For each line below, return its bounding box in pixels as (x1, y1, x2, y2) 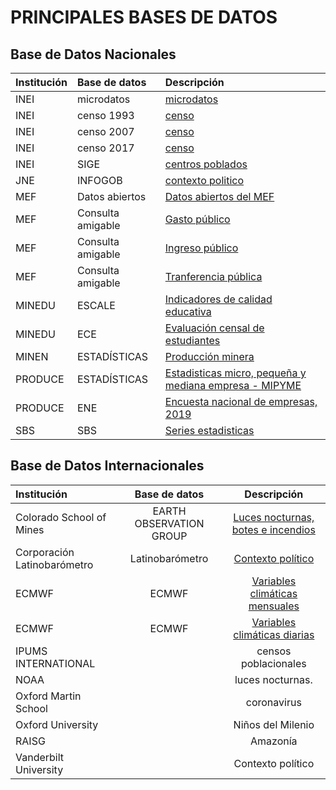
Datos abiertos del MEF (164, 190, 275, 203)
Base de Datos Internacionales (10, 457, 205, 475)
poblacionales (240, 656, 307, 670)
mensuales (248, 599, 300, 613)
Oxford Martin (15, 689, 82, 703)
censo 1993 (76, 109, 135, 122)
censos (256, 644, 292, 658)
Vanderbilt (15, 750, 65, 764)
